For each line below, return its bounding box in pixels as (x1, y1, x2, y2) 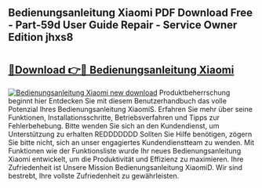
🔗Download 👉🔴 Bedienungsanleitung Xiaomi (8, 63, 235, 77)
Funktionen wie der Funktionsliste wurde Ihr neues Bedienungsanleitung (8, 146, 242, 155)
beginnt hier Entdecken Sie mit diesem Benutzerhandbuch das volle (8, 96, 227, 105)
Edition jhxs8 (8, 31, 74, 44)
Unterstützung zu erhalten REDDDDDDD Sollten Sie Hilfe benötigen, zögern (8, 129, 253, 139)
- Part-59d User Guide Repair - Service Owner (8, 19, 238, 32)
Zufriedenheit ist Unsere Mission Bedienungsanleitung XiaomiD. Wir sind (8, 163, 243, 172)
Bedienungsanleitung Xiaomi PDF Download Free (8, 6, 253, 20)
